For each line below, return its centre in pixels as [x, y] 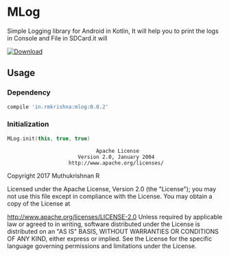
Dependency [29, 93]
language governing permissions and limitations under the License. [102, 246]
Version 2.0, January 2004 [116, 157]
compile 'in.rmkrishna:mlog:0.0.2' [58, 107]
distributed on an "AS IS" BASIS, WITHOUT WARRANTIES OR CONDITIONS [113, 231]
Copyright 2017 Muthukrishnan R [53, 175]
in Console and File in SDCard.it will [57, 38]
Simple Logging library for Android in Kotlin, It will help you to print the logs [113, 31]
